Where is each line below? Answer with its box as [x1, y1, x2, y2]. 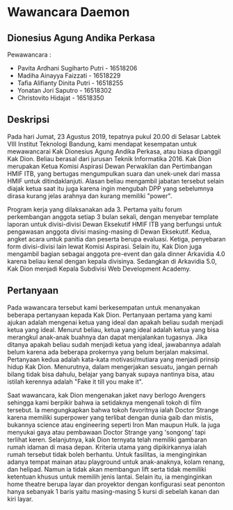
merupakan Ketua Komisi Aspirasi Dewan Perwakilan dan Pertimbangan [7, 162, 213, 170]
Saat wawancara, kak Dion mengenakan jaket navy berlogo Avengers [7, 391, 206, 399]
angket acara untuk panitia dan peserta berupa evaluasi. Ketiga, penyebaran [7, 234, 226, 243]
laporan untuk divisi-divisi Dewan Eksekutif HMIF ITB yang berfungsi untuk [7, 220, 222, 228]
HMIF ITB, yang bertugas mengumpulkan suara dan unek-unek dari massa [7, 169, 220, 178]
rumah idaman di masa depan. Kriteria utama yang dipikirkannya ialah [7, 442, 207, 451]
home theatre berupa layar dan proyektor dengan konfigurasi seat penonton [7, 479, 225, 488]
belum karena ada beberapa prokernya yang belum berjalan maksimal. [7, 347, 209, 356]
